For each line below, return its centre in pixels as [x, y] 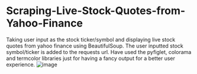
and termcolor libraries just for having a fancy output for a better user [91, 58]
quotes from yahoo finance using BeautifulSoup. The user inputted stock [95, 46]
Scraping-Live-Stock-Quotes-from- [96, 11]
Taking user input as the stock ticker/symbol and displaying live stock [91, 39]
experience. [21, 64]
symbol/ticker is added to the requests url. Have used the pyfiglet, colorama [99, 52]
